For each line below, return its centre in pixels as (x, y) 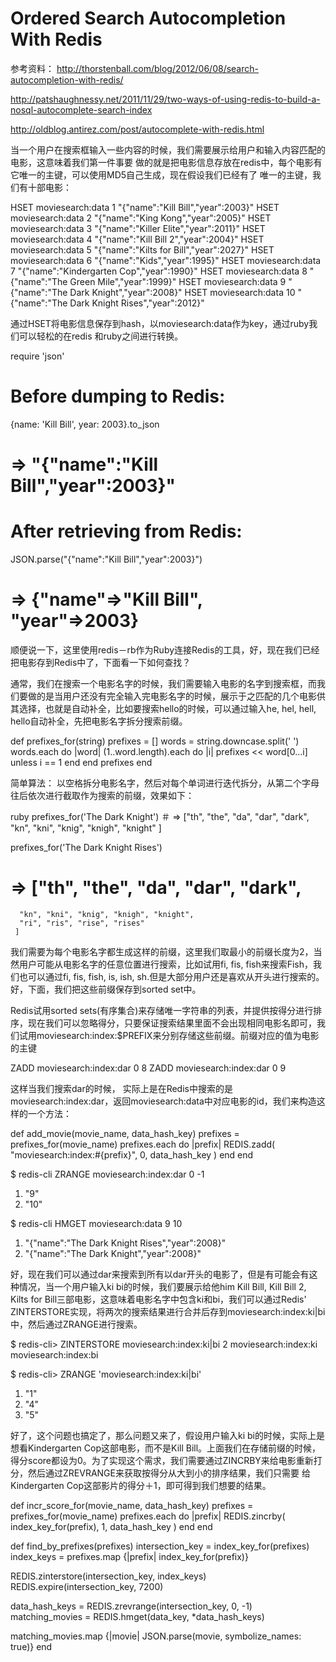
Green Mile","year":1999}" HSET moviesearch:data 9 (178, 281)
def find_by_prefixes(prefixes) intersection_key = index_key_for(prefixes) (160, 1546)
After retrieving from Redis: (126, 531)
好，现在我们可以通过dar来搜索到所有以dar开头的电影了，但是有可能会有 (160, 1274)
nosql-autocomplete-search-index (81, 109)
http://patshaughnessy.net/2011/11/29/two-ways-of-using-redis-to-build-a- (165, 99)
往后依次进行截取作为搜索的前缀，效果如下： (102, 795)
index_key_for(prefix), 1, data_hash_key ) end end (111, 1526)
